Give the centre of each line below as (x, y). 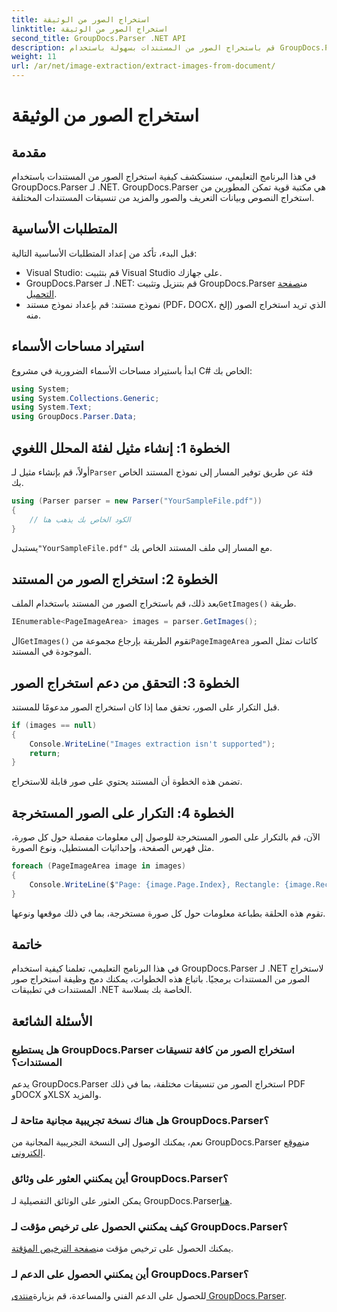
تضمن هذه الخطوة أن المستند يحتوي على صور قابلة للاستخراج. (127, 782)
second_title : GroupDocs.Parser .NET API (99, 38)
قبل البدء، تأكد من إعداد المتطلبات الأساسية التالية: (104, 253)
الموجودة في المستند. (51, 652)
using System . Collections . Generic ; (85, 398)
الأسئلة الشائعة (52, 1021)
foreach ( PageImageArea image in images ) (99, 866)
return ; (45, 753)
